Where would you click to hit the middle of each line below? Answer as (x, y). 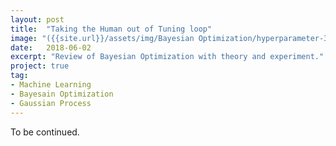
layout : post (37, 19)
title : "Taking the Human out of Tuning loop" (111, 29)
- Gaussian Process (51, 103)
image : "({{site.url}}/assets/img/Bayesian (102, 38)
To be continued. (45, 132)
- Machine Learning (51, 85)
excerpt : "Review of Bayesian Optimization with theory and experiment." (167, 57)
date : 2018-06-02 (51, 47)
